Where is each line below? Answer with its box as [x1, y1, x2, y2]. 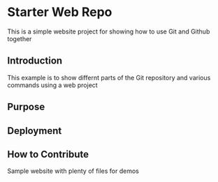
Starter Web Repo [7, 4, 112, 20]
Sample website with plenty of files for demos [7, 167, 140, 175]
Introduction [7, 55, 63, 67]
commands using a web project [7, 81, 98, 89]
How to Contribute [7, 148, 89, 160]
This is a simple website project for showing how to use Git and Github [7, 27, 210, 36]
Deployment [7, 125, 62, 137]
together [7, 34, 32, 43]
